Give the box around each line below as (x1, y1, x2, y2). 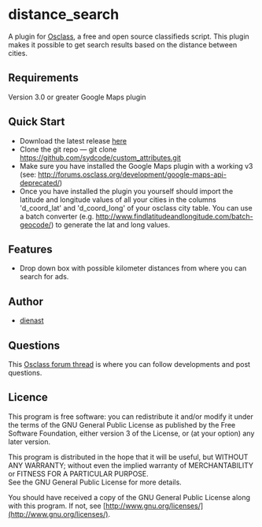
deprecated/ (19, 178, 61, 187)
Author (8, 294, 43, 308)
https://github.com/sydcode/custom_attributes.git (19, 152, 181, 163)
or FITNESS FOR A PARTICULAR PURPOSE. (8, 469, 149, 478)
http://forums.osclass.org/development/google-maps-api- (38, 170, 227, 179)
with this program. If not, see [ (8, 501, 106, 510)
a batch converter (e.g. (19, 211, 94, 221)
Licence (8, 391, 49, 404)
